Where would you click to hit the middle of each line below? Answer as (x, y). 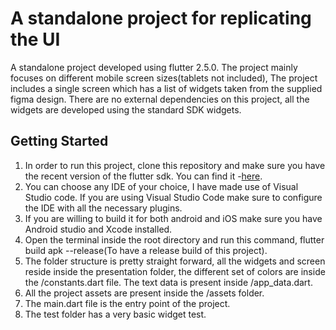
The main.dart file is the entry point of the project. (127, 303)
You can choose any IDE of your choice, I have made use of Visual (161, 186)
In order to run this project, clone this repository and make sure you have (175, 165)
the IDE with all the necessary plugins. (103, 208)
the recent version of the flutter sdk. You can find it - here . (143, 176)
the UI (35, 39)
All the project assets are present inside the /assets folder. (144, 293)
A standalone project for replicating (161, 18)
